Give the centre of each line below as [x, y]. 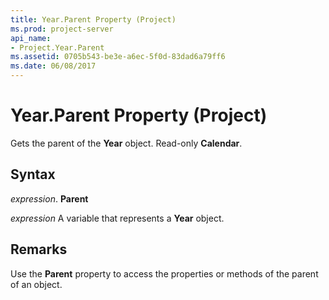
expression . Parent [49, 198]
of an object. [36, 284]
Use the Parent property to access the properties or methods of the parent [164, 273]
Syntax [33, 174]
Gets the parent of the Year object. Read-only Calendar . [126, 143]
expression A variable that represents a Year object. [117, 218]
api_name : [31, 38]
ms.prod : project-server [62, 29]
